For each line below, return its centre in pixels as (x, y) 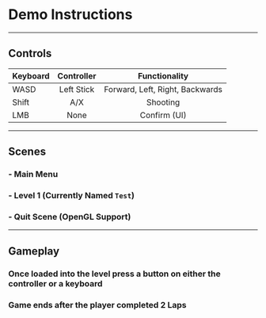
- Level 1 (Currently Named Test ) (72, 195)
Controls (30, 54)
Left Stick (77, 89)
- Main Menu (33, 174)
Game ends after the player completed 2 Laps (97, 305)
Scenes (27, 152)
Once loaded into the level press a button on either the (114, 274)
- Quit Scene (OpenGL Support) (70, 216)
